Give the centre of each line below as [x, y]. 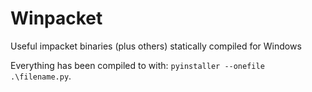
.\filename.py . [41, 76]
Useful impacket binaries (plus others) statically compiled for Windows [156, 46]
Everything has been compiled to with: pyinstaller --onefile [137, 65]
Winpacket [56, 18]
